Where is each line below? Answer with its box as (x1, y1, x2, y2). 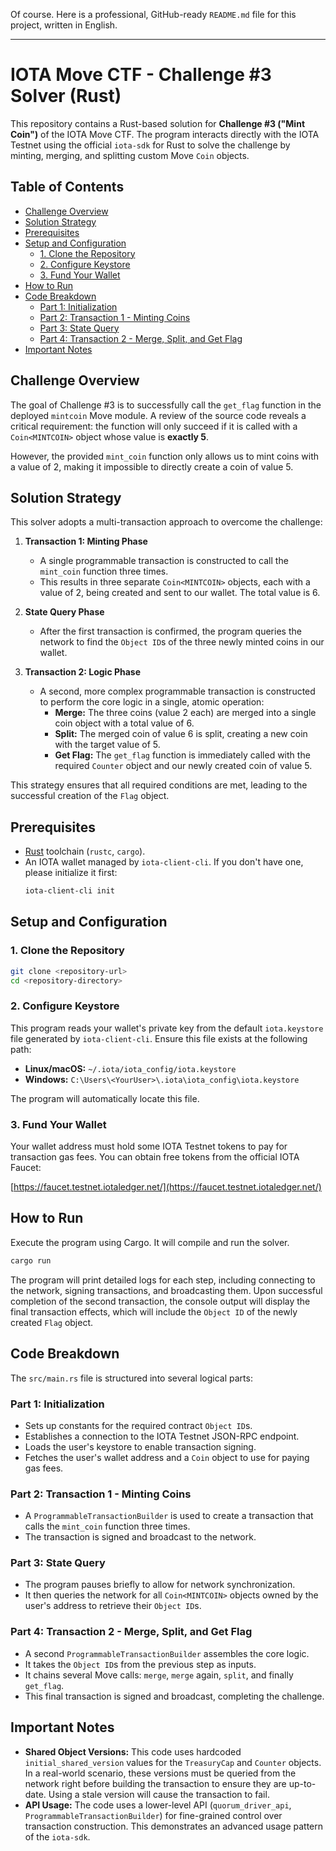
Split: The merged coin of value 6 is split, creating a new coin (54, 728, 308, 740)
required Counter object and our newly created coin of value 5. (54, 760, 313, 772)
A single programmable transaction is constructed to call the (39, 555, 289, 567)
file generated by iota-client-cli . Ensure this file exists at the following (10, 1032, 308, 1044)
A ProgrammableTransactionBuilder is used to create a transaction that (24, 1510, 314, 1522)
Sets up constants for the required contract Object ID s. (24, 1419, 253, 1431)
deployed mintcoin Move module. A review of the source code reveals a (10, 409, 307, 421)
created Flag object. (10, 1316, 94, 1328)
